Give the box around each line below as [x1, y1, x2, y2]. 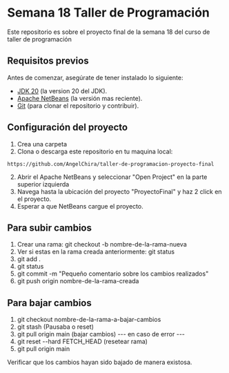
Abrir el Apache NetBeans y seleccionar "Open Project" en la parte [17, 173, 208, 181]
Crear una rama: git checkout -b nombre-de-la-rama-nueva [17, 240, 188, 249]
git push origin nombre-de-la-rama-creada [17, 277, 139, 285]
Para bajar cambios [7, 297, 92, 309]
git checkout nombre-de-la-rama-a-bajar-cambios [17, 316, 161, 324]
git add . [17, 255, 41, 263]
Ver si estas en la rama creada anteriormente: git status [17, 247, 175, 256]
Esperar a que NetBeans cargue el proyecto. [17, 202, 143, 210]
